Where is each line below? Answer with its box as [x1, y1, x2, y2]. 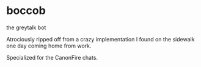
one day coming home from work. [6, 42, 92, 49]
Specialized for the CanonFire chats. [6, 54, 98, 61]
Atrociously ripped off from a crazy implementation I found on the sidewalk [6, 35, 195, 43]
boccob [6, 4, 46, 18]
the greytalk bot [6, 24, 46, 31]
